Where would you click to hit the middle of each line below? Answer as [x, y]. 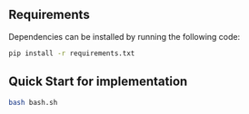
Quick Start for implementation [98, 82]
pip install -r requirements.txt [72, 53]
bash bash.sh [33, 102]
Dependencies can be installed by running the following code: [124, 36]
